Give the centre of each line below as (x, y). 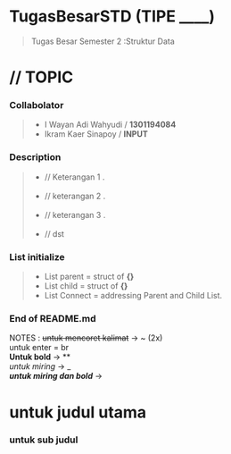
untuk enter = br (39, 348)
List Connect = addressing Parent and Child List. (133, 296)
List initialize (37, 256)
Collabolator (37, 105)
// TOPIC (41, 77)
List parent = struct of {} (89, 277)
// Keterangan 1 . (74, 177)
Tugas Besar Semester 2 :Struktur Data (103, 41)
